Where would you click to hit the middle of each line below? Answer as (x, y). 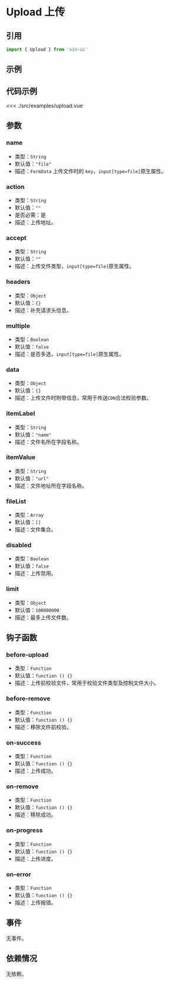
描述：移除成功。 (35, 815)
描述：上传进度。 (35, 859)
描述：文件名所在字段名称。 (48, 441)
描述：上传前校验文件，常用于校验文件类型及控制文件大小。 (87, 683)
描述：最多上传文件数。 (43, 617)
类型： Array (29, 515)
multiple (18, 326)
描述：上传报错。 (35, 902)
